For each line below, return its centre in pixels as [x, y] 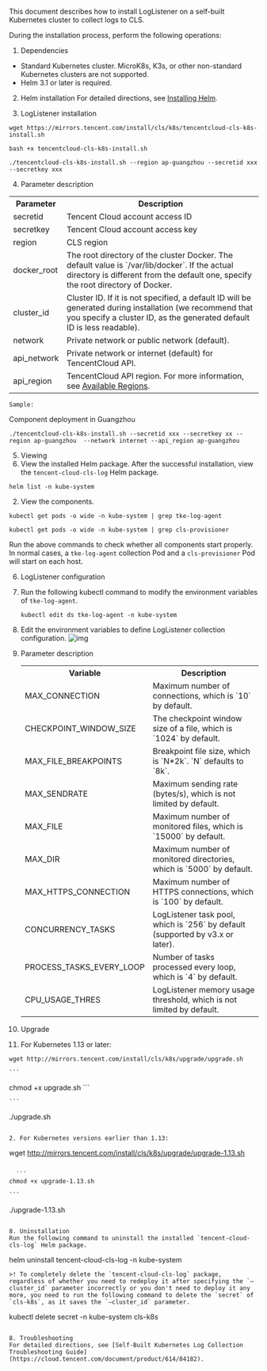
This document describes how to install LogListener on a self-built [117, 11]
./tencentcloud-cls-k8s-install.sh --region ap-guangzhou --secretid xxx [133, 162]
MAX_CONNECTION [62, 696]
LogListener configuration [63, 577]
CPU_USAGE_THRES [63, 1000]
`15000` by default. [189, 836]
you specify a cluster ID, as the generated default [158, 318]
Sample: [22, 405]
